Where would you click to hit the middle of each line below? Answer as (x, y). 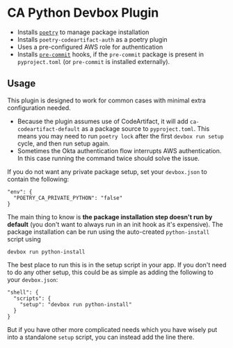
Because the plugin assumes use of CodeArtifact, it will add (103, 121)
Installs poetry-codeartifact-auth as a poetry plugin (93, 39)
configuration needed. (39, 108)
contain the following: (38, 179)
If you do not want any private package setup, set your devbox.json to (107, 171)
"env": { (20, 192)
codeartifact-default (48, 129)
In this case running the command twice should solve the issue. (109, 158)
